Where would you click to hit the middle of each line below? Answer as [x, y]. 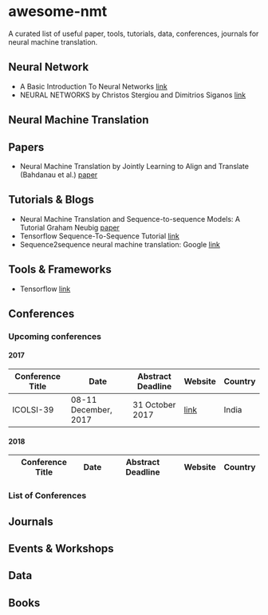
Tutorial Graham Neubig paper [69, 227]
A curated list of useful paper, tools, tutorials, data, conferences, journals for [134, 34]
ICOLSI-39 [33, 410]
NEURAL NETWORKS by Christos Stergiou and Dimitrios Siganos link [133, 95]
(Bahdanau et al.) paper [59, 175]
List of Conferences [47, 495]
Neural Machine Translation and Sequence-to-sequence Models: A [130, 219]
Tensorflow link [45, 289]
